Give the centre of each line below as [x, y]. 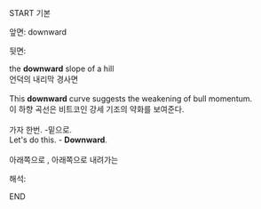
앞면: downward [38, 32]
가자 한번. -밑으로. [41, 130]
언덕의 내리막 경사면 [43, 79]
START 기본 [30, 13]
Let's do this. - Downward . [59, 140]
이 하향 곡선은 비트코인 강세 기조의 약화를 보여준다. [97, 109]
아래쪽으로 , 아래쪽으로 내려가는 [64, 160]
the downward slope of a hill [62, 68]
